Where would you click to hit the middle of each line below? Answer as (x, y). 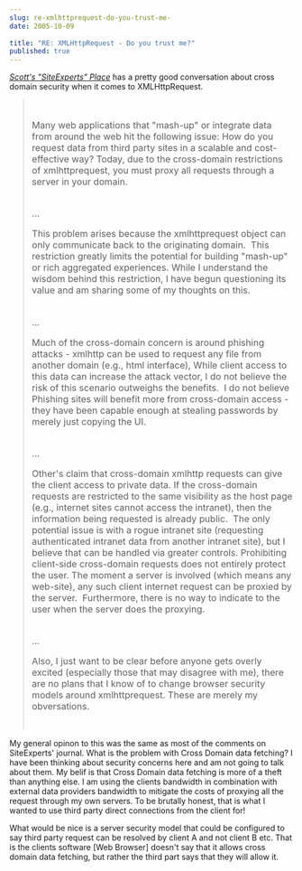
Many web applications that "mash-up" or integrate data (151, 126)
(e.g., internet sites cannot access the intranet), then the (151, 507)
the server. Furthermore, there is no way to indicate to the (156, 597)
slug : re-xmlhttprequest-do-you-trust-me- (90, 18)
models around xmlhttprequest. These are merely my (145, 695)
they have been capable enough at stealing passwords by (155, 410)
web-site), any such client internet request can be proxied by (162, 586)
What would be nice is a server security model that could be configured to (147, 829)
